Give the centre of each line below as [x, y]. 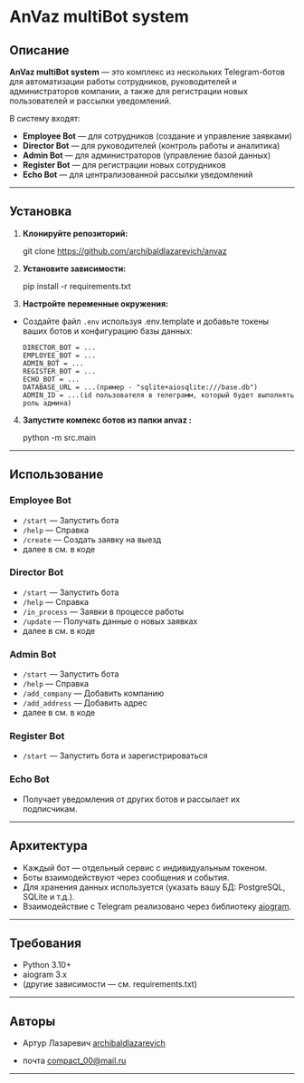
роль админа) [47, 403]
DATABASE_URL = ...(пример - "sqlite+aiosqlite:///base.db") [140, 387]
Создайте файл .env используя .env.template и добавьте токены [146, 321]
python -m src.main [59, 437]
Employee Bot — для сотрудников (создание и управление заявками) [157, 136]
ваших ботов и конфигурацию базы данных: [107, 331]
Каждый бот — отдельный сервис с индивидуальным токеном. [145, 867]
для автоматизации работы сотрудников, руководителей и [123, 82]
